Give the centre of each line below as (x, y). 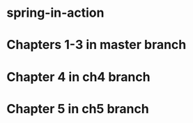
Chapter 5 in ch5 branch (78, 109)
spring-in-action (55, 13)
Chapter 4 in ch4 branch (78, 77)
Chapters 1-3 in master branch (96, 45)
